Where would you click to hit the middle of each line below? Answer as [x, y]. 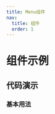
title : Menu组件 [26, 12]
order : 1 [23, 29]
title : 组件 [26, 23]
